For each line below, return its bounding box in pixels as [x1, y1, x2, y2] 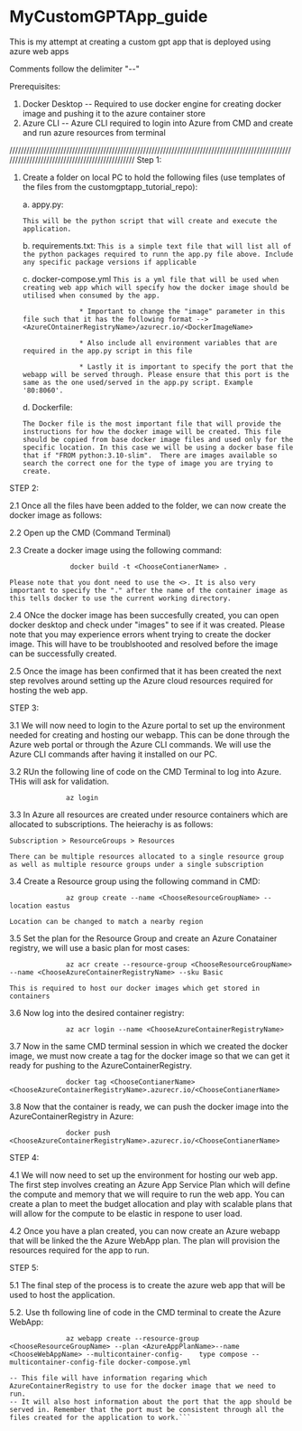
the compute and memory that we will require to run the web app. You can [9, 1189, 286, 1200]
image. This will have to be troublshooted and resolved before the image [9, 638, 279, 649]
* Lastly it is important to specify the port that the [79, 362, 294, 372]
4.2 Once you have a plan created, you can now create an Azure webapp [9, 1225, 281, 1236]
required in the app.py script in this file [22, 346, 193, 355]
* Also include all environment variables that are [79, 338, 278, 347]
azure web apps [9, 45, 69, 56]
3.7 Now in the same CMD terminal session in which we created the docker [9, 1040, 288, 1051]
